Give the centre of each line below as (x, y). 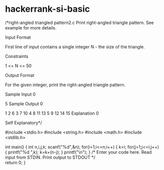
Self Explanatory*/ (23, 122)
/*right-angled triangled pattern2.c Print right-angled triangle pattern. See (80, 23)
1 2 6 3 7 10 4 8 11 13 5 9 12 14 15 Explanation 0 (52, 113)
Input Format (18, 37)
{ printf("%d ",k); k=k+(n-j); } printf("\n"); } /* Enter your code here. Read (78, 152)
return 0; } (15, 162)
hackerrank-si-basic (47, 9)
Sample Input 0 (20, 94)
